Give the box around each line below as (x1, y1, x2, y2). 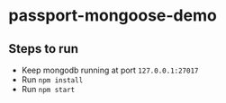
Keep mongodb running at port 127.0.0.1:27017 (21, 64, 199, 75)
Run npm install (21, 74, 84, 85)
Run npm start (21, 84, 76, 94)
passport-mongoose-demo (8, 5, 217, 26)
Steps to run (8, 41, 78, 56)
